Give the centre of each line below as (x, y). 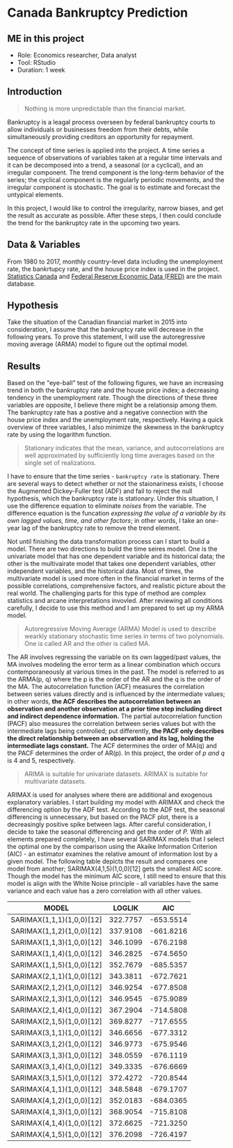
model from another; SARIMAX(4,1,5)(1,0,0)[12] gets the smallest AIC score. (115, 869)
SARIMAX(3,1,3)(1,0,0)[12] (56, 1056)
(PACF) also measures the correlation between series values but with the (112, 724)
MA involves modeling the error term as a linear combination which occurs (114, 665)
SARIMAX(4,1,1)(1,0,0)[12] (56, 1090)
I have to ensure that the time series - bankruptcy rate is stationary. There (113, 476)
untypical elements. (35, 194)
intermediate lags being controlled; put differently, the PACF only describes (116, 731)
